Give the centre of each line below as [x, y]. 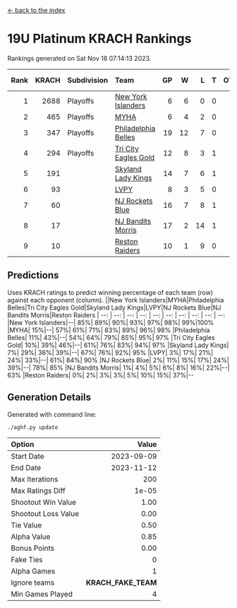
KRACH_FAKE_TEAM [121, 583]
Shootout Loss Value [45, 513]
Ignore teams [33, 583]
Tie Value [26, 525]
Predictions [33, 275]
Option [23, 444]
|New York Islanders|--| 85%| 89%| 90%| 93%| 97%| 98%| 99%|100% [111, 322]
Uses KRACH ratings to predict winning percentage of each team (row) [110, 292]
